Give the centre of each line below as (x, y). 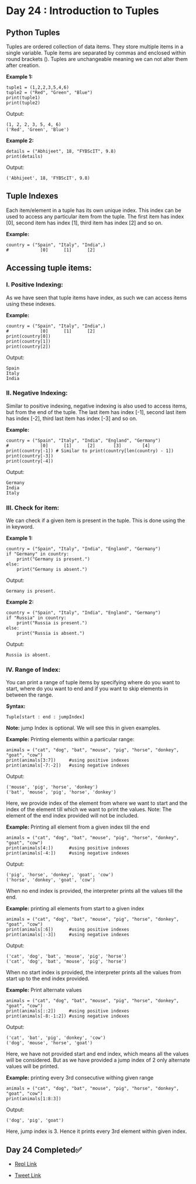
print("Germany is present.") (54, 559)
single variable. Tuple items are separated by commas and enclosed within (96, 53)
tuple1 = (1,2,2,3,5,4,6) (37, 88)
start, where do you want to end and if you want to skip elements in (87, 689)
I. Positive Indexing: (35, 285)
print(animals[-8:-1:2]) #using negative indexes (68, 1016)
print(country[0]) (28, 336)
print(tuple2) (23, 103)
